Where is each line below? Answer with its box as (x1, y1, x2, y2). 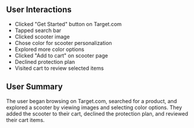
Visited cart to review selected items (14, 65, 104, 72)
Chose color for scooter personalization (14, 39, 112, 46)
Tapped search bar (14, 27, 62, 34)
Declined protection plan (14, 58, 75, 65)
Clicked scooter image (14, 33, 70, 40)
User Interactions (6, 5, 72, 15)
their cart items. (6, 116, 45, 123)
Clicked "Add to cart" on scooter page (14, 52, 109, 59)
